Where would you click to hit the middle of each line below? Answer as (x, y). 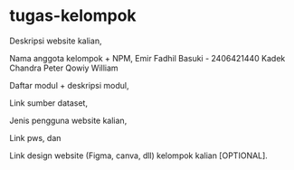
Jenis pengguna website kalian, (68, 120)
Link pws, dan (35, 137)
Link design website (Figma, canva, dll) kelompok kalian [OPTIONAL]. (139, 156)
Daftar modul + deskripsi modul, (69, 85)
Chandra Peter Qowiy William (64, 68)
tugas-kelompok (73, 16)
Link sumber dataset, (49, 103)
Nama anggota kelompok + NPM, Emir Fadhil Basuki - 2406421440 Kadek (147, 58)
